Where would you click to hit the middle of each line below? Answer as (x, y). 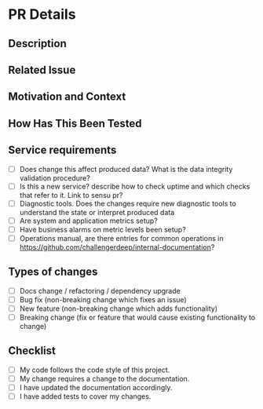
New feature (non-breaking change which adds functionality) (119, 309)
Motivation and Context (67, 97)
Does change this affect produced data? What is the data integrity (126, 169)
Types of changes (53, 272)
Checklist (32, 351)
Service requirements (62, 150)
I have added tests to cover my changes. (85, 396)
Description (37, 44)
